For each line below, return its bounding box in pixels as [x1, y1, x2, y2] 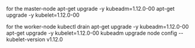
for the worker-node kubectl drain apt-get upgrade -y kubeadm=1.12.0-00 [6, 23, 189, 30]
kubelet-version [6, 36, 46, 43]
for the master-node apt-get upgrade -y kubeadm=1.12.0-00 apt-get [6, 5, 175, 12]
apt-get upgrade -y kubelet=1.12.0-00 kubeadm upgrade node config [6, 29, 178, 37]
